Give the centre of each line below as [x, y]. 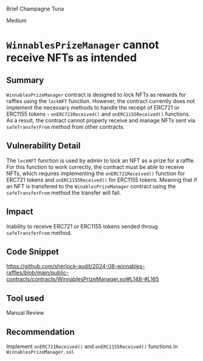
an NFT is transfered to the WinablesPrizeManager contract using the [91, 186]
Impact [20, 212]
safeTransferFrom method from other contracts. [66, 127]
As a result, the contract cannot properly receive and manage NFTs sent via [101, 120]
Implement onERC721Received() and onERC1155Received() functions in [92, 346]
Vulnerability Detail [43, 146]
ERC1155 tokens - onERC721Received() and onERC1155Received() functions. [98, 114]
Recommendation [40, 332]
